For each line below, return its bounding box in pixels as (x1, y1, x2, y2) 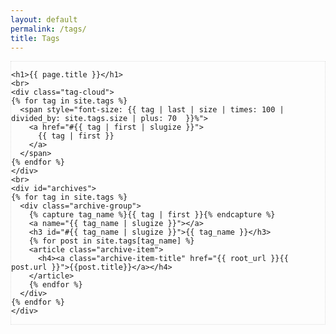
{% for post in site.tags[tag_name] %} (28, 236, 195, 246)
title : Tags (10, 33, 60, 43)
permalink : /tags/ (10, 24, 87, 34)
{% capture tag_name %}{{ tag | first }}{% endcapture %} (28, 210, 276, 220)
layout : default (10, 14, 78, 25)
